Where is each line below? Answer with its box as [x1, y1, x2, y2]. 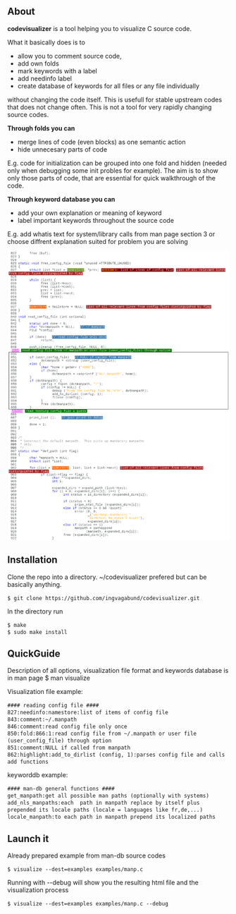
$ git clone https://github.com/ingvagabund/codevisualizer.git [7, 595, 200, 602]
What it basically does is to [7, 38, 86, 47]
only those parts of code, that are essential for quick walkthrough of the [7, 173, 216, 182]
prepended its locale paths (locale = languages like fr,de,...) [7, 807, 203, 814]
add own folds [17, 59, 60, 68]
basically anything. [7, 580, 62, 588]
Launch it [7, 832, 49, 845]
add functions [7, 758, 49, 766]
